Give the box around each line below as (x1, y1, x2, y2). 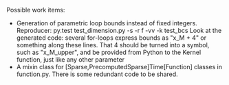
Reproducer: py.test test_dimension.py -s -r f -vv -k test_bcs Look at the (16, 27, 222, 34)
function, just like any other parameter (16, 56, 125, 64)
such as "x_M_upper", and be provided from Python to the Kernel (16, 48, 201, 56)
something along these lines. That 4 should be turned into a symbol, (16, 41, 210, 49)
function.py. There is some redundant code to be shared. (16, 70, 178, 78)
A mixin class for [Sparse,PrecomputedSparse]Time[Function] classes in (16, 63, 223, 71)
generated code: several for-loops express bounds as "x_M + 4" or (16, 34, 207, 42)
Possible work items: (6, 6, 65, 14)
